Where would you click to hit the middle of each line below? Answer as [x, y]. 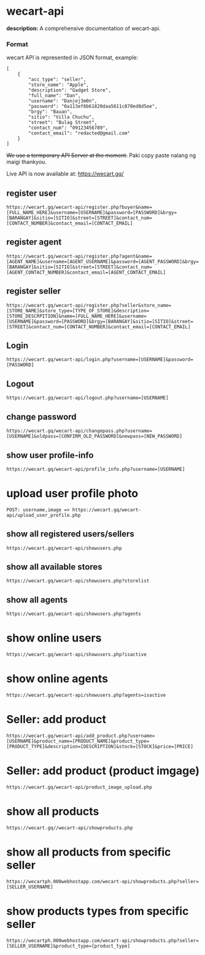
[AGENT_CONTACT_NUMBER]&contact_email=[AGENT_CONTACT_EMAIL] [86, 272]
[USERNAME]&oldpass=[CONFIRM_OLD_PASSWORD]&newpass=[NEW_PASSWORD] [95, 436]
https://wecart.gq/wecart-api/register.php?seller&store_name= [89, 305]
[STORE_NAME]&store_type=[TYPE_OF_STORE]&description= [78, 311]
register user [32, 193]
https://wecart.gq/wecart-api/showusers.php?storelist [78, 581]
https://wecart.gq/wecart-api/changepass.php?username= [79, 431]
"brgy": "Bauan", [50, 112]
